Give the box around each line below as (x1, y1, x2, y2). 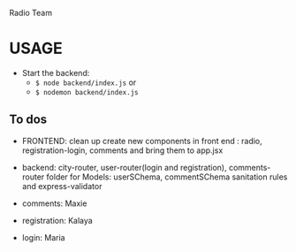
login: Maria (21, 232, 65, 242)
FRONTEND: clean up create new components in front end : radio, (21, 135, 262, 146)
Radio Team (9, 8, 53, 18)
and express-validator (21, 180, 102, 191)
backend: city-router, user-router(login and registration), (21, 162, 227, 172)
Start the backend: (21, 67, 90, 78)
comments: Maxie (21, 198, 87, 209)
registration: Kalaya (21, 215, 93, 225)
